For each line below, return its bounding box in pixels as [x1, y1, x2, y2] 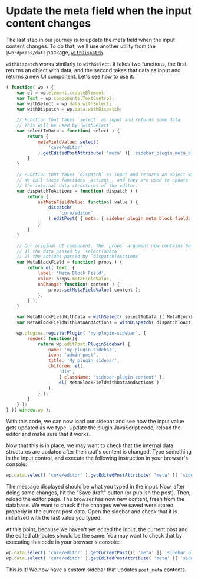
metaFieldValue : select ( [37, 139, 99, 145]
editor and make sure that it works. [6, 431, 91, 438]
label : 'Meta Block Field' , [37, 270, 107, 276]
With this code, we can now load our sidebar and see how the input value [6, 418, 184, 425]
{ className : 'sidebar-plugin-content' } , [58, 374, 165, 380]
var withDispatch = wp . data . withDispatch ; [16, 106, 123, 112]
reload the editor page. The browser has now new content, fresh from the [6, 495, 185, 502]
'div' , [58, 368, 75, 375]
